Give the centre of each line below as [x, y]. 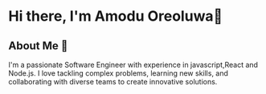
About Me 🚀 [38, 46]
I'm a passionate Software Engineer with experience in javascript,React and [133, 65]
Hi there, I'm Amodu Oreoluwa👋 [116, 16]
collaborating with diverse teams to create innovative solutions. [113, 82]
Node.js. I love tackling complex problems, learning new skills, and [119, 73]
